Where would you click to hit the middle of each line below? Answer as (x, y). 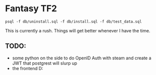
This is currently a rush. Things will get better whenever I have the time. (78, 30)
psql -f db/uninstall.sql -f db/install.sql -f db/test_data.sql (73, 22)
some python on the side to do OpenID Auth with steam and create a (82, 58)
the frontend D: (28, 68)
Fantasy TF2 (31, 9)
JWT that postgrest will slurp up (45, 63)
